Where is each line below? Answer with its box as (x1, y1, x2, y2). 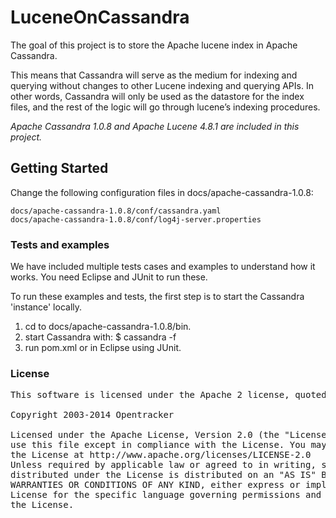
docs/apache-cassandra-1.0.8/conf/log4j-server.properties (10, 214, 262, 225)
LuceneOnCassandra (10, 6, 190, 29)
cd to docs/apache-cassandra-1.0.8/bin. (24, 321, 192, 333)
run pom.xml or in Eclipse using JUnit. (24, 342, 182, 354)
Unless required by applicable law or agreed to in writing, (10, 459, 317, 471)
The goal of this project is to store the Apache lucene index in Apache (10, 39, 298, 51)
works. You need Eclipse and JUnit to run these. (10, 271, 208, 283)
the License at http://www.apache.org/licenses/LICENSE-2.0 (10, 449, 312, 461)
